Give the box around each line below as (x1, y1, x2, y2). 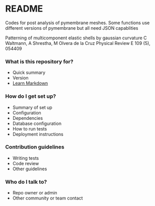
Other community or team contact (12, 195, 83, 201)
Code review (12, 160, 39, 166)
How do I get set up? (5, 93, 56, 100)
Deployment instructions (12, 131, 64, 137)
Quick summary (12, 70, 46, 76)
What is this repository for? (5, 58, 74, 65)
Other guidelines (12, 166, 47, 172)
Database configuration (12, 120, 62, 126)
